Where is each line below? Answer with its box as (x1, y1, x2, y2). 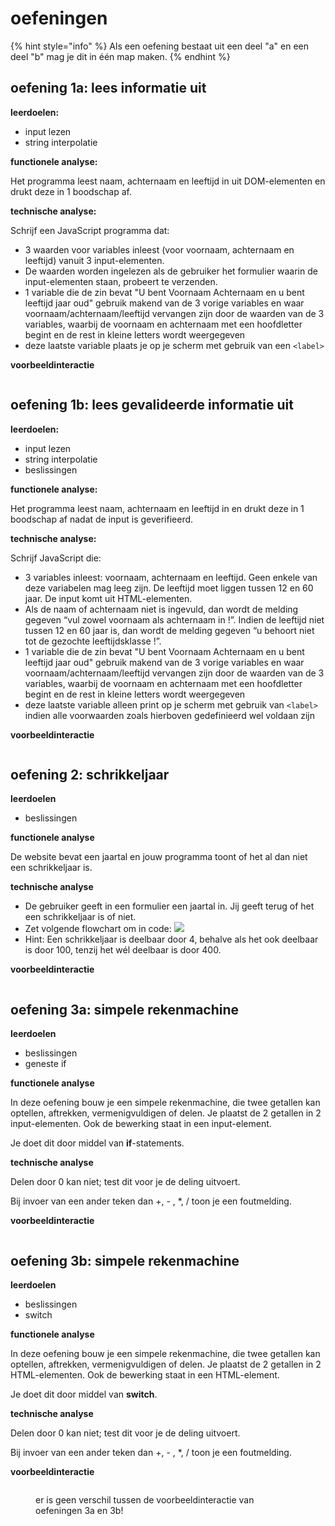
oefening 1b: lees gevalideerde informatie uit (10, 397, 294, 414)
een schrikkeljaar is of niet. (24, 911, 137, 923)
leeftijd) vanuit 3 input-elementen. (24, 254, 165, 266)
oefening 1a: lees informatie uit (10, 80, 207, 97)
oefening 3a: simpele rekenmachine (10, 1001, 240, 1018)
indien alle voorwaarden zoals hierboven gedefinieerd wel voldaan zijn (24, 709, 316, 721)
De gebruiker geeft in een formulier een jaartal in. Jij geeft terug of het (24, 900, 315, 912)
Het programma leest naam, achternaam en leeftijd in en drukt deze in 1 (10, 502, 305, 514)
